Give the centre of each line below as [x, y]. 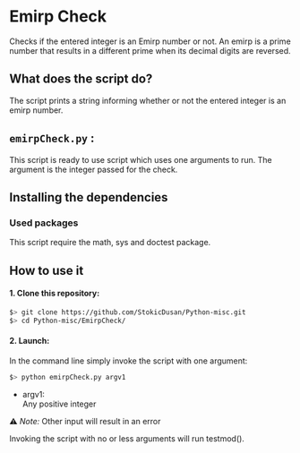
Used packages [44, 223]
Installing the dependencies [89, 197]
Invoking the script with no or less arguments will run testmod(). [127, 438]
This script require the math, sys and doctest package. [110, 243]
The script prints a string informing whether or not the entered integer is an [148, 100]
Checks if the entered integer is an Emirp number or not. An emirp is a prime [150, 41]
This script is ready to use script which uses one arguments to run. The [141, 159]
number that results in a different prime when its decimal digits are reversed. [150, 50]
